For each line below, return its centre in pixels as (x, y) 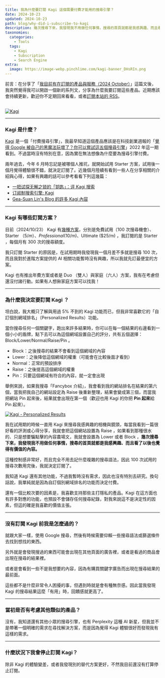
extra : (12, 65)
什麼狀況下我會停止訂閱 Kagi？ (41, 652)
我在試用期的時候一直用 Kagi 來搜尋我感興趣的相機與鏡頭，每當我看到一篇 (80, 424)
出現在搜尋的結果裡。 (27, 558)
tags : (15, 46)
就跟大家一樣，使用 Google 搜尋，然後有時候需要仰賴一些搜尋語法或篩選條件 (82, 536)
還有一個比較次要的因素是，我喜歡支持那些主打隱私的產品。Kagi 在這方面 (79, 493)
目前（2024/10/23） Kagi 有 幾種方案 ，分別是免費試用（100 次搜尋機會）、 (79, 229)
